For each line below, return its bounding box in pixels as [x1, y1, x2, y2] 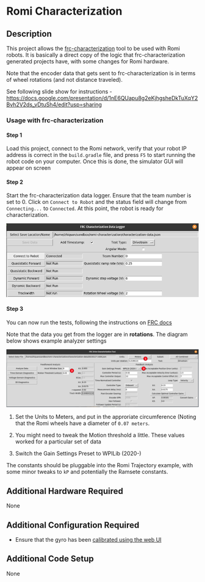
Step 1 [6, 131, 23, 139]
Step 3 [6, 305, 23, 313]
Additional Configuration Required [6, 520, 140, 530]
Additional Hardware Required [6, 486, 124, 496]
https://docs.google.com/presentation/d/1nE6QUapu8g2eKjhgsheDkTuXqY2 [6, 95, 198, 101]
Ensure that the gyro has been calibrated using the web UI [15, 536, 162, 544]
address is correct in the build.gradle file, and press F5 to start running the [6, 151, 196, 159]
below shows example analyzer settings [6, 337, 107, 344]
